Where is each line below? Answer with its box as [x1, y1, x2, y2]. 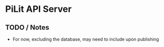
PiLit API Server [5, 3, 72, 15]
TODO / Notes [5, 23, 49, 32]
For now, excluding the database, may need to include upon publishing [12, 36, 159, 42]
